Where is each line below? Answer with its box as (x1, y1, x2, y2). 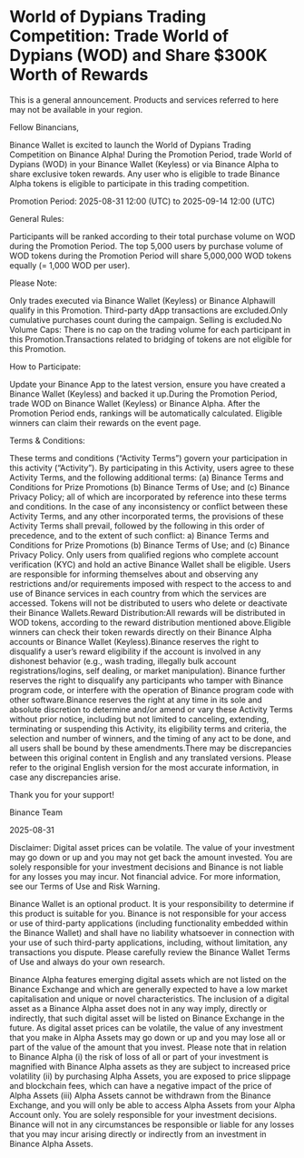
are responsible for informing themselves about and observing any (9, 569, 259, 579)
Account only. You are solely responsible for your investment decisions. (9, 1109, 278, 1120)
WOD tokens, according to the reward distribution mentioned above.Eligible (9, 617, 291, 628)
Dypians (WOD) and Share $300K (9, 45, 268, 65)
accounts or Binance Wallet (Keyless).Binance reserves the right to (9, 636, 260, 647)
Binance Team (9, 807, 64, 818)
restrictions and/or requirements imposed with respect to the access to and (9, 578, 292, 589)
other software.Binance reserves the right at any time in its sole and (9, 694, 263, 705)
